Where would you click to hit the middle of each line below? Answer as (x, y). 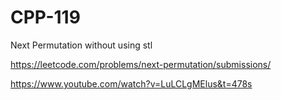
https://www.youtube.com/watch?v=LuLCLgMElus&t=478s (131, 83)
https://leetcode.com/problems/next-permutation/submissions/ (141, 64)
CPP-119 (45, 17)
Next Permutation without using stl (81, 45)
